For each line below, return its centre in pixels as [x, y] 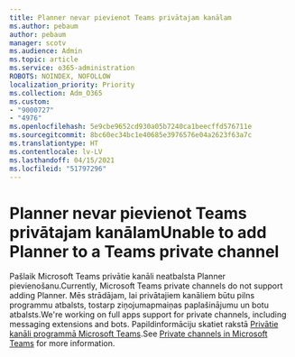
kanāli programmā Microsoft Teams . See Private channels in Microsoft [138, 334]
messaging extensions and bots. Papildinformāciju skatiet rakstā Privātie [144, 325]
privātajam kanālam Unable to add [138, 232]
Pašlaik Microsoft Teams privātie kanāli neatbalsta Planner [118, 277]
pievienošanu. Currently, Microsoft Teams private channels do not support [146, 286]
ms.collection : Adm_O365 [56, 93]
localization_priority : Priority [72, 85]
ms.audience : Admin [46, 51]
